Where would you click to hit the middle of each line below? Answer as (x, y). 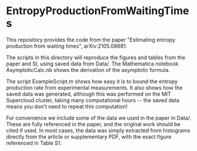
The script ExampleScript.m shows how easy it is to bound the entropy (92, 81)
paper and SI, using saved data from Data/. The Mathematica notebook (92, 64)
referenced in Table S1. (34, 143)
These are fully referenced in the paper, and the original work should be (93, 124)
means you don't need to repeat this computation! (67, 106)
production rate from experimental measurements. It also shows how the (94, 87)
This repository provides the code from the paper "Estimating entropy (91, 40)
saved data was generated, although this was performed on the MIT (89, 94)
